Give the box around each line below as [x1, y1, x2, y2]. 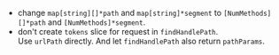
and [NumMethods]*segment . [47, 17, 146, 27]
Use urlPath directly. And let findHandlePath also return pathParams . [17, 35, 266, 46]
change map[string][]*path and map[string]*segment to [17, 8, 222, 18]
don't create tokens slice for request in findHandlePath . [17, 27, 219, 36]
